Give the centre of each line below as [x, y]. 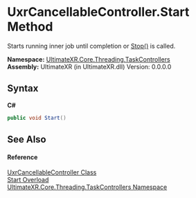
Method [30, 27]
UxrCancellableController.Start [98, 12]
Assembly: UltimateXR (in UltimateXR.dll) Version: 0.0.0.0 [89, 66]
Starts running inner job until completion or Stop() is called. [91, 46]
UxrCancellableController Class [52, 172]
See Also [27, 139]
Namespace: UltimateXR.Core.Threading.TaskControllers [89, 59]
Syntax [23, 88]
